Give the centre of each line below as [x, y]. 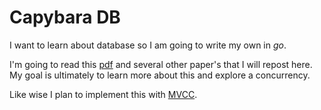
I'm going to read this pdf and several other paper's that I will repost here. [161, 64]
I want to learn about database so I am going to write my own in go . [148, 45]
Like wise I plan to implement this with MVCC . [103, 94]
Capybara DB [65, 17]
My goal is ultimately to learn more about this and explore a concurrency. [160, 75]
